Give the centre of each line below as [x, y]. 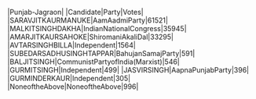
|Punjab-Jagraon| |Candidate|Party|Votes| [76, 12]
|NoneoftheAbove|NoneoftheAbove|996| [73, 87]
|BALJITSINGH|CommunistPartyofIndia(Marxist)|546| [93, 62]
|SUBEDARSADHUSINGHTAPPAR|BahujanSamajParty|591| [101, 53]
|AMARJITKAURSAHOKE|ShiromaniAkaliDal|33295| [91, 37]
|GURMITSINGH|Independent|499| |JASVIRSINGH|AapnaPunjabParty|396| [128, 70]
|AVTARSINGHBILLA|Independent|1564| [72, 45]
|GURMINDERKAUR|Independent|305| [69, 78]
